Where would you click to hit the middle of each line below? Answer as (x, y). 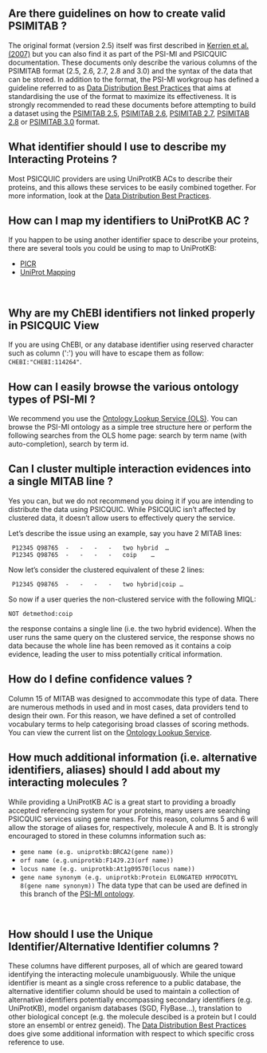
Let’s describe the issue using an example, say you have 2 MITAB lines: (125, 533)
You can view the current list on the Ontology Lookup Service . (110, 732)
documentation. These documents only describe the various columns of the (133, 62)
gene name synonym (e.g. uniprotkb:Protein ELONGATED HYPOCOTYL (129, 877)
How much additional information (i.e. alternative (133, 758)
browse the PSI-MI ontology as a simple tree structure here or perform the (130, 427)
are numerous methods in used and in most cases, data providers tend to (128, 707)
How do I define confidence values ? (100, 679)
